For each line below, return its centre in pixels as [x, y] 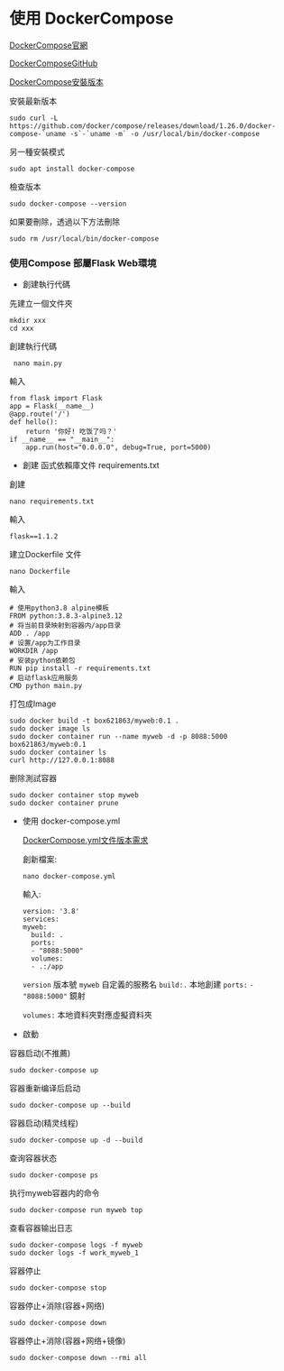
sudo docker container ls [58, 753]
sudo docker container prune [64, 804]
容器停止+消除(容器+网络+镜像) [68, 1341]
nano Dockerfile [40, 572]
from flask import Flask [56, 399]
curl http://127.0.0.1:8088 [62, 760]
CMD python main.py [46, 686]
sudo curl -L [34, 118]
